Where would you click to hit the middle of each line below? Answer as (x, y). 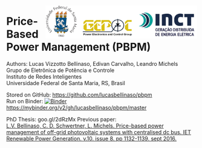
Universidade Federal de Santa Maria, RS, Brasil (66, 83)
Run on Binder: (25, 101)
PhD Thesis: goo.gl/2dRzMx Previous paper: (61, 119)
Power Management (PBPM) (79, 47)
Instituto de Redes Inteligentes (44, 76)
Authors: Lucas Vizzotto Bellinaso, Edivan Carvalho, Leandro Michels (92, 63)
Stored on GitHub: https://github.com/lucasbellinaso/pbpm (79, 95)
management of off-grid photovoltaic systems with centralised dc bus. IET (99, 132)
